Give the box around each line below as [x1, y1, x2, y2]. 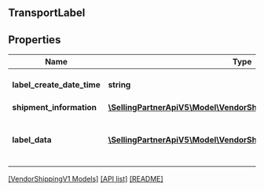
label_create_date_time [12, 79, 101, 90]
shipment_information [12, 102, 97, 113]
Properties [8, 33, 61, 46]
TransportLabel [8, 6, 86, 20]
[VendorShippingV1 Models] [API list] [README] [8, 174, 163, 184]
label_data [12, 134, 53, 145]
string [108, 79, 131, 90]
